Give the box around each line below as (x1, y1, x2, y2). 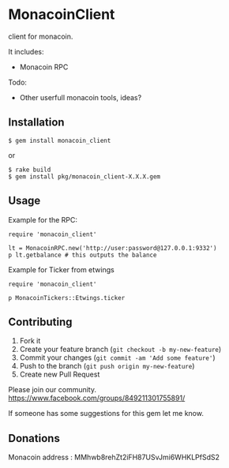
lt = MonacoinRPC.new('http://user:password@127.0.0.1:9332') (8, 244, 217, 252)
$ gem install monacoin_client (8, 137, 111, 144)
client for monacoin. (8, 32, 73, 41)
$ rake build (8, 166, 51, 174)
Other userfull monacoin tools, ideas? (19, 92, 142, 102)
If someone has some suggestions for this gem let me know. (8, 409, 204, 418)
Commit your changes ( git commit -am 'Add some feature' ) (19, 353, 216, 362)
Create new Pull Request (19, 369, 100, 380)
